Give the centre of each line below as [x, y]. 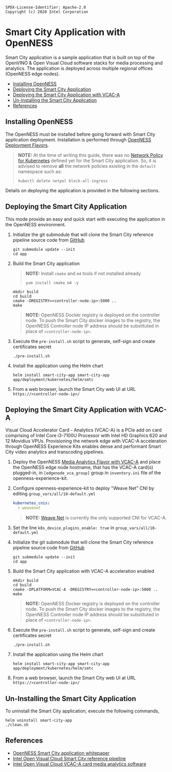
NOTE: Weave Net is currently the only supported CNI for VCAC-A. [96, 518]
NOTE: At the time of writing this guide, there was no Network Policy [90, 155]
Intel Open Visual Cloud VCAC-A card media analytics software [79, 764]
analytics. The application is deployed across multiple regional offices [79, 68]
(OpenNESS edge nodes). [33, 74]
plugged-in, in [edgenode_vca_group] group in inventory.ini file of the [87, 473]
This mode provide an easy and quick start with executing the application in [85, 219]
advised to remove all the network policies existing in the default [87, 166]
